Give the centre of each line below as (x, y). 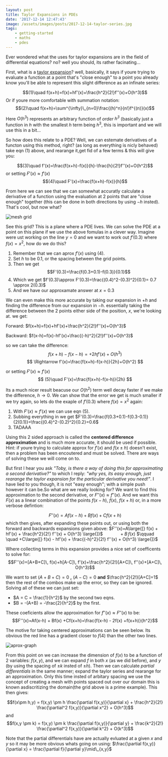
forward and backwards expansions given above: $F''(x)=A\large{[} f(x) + (82, 528)
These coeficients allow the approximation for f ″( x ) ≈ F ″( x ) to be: (73, 612)
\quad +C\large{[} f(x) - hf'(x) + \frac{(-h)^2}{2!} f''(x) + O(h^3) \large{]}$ (82, 539)
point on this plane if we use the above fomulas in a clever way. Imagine (80, 232)
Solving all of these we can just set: (43, 588)
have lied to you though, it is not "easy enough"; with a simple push (75, 484)
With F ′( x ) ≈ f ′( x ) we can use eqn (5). (51, 411)
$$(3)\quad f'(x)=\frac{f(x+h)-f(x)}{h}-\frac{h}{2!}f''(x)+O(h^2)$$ (85, 166)
